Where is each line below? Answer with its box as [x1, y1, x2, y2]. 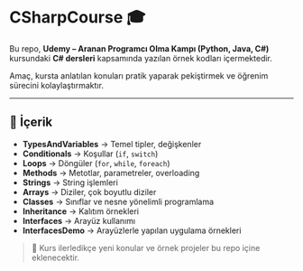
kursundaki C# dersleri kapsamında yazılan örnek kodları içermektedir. [9, 52, 273, 63]
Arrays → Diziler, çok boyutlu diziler [22, 186, 157, 197]
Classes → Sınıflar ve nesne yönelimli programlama [22, 196, 215, 207]
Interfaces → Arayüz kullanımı [22, 215, 136, 226]
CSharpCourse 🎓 [9, 7, 146, 28]
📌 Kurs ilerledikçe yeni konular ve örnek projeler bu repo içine [31, 242, 261, 253]
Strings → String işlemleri [22, 177, 119, 188]
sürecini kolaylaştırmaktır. [9, 79, 104, 90]
